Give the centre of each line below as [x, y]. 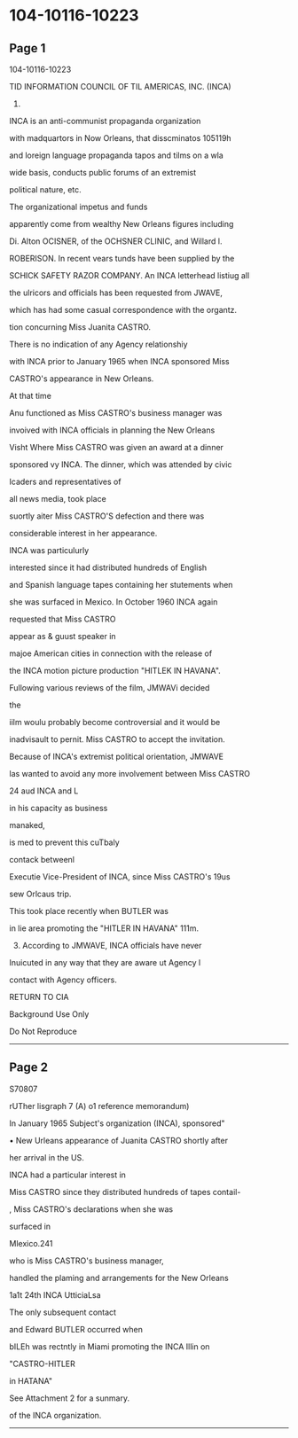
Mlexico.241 [31, 1243]
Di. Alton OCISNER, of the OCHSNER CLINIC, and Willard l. [116, 241]
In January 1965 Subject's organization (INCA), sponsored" [117, 1123]
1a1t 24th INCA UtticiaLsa [55, 1294]
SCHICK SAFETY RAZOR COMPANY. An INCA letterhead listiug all [129, 275]
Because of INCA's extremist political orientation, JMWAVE [117, 756]
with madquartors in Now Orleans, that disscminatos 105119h [121, 138]
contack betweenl [42, 860]
